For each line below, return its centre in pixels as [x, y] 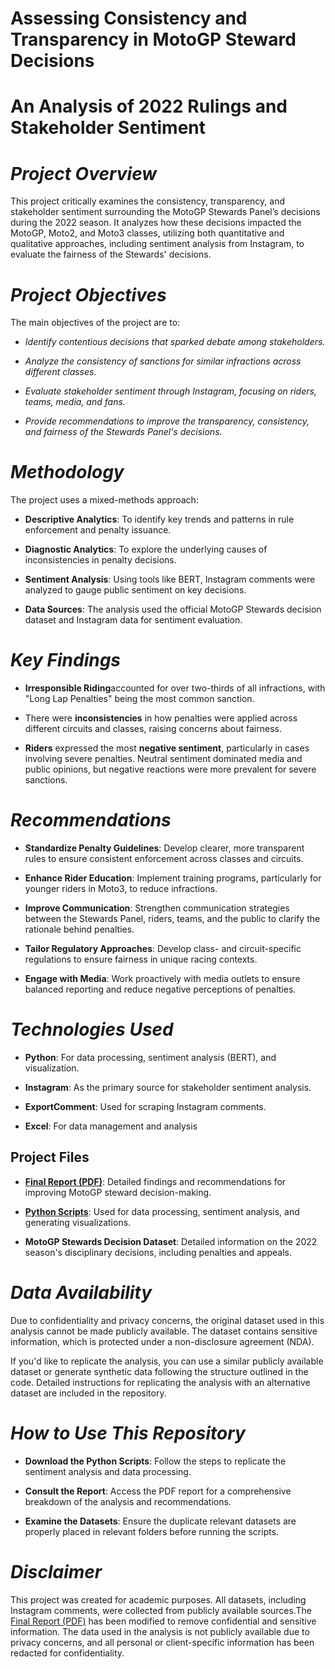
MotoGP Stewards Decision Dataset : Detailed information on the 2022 [171, 1241]
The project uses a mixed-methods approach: [104, 500]
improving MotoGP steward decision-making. [118, 1192]
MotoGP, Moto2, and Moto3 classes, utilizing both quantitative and [147, 233]
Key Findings [66, 660]
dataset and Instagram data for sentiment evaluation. [133, 620]
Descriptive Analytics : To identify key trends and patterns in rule [159, 519]
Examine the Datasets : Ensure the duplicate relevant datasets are [160, 1521]
